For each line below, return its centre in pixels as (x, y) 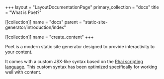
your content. (19, 52)
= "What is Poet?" (23, 12)
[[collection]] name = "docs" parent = (43, 22)
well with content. (23, 72)
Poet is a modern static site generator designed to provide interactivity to (80, 46)
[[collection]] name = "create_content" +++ (49, 37)
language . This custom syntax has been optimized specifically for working (81, 67)
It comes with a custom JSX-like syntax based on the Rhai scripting (74, 61)
